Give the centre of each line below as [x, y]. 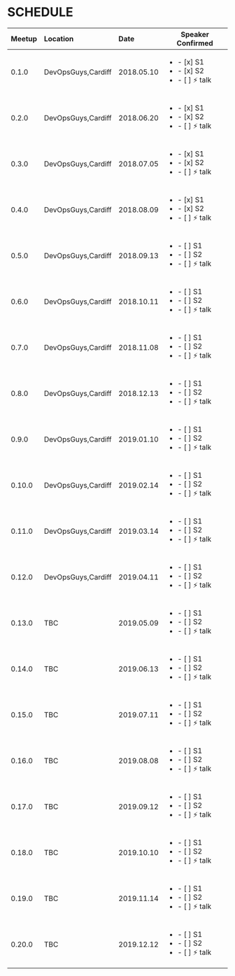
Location [59, 38]
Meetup [24, 38]
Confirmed [195, 43]
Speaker [195, 34]
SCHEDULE [40, 12]
